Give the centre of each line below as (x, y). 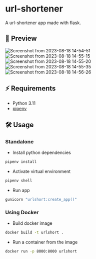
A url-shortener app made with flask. (43, 23)
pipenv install (21, 162)
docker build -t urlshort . (34, 233)
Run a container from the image (45, 242)
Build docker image (32, 223)
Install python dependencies (41, 153)
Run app (21, 190)
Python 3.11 (24, 103)
